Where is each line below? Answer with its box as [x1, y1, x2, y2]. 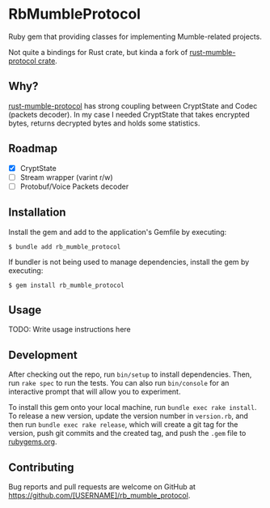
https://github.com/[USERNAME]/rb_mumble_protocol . [8, 491, 191, 500]
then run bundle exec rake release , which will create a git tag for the [8, 420, 238, 429]
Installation [8, 206, 66, 220]
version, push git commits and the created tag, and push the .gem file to [8, 429, 247, 438]
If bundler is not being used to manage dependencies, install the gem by [8, 257, 250, 267]
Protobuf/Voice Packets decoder [19, 181, 129, 191]
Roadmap [8, 142, 58, 156]
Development [8, 348, 78, 361]
